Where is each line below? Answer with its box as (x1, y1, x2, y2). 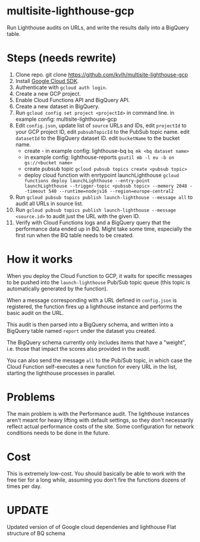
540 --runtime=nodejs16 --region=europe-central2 (48, 188, 174, 194)
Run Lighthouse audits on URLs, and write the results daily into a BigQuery (7, 24, 189, 31)
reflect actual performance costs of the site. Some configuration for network (7, 422, 195, 430)
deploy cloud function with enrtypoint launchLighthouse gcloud (24, 172, 179, 179)
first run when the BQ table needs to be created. (15, 231, 135, 238)
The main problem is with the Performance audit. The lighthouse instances (7, 410, 190, 417)
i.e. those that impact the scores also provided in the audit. (7, 345, 151, 352)
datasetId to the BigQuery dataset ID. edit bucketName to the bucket (15, 134, 180, 142)
